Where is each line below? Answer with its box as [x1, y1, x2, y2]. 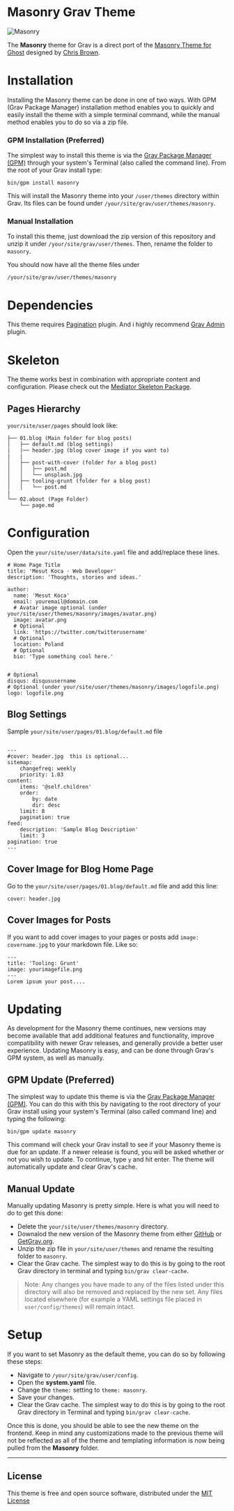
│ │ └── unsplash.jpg [7, 471, 82, 478]
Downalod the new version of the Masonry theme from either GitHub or [17, 1230, 222, 1238]
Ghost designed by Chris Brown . [7, 48, 100, 56]
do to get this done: [7, 1209, 63, 1217]
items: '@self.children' [19, 783, 92, 790]
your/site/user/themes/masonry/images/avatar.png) [7, 611, 157, 618]
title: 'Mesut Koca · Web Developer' [7, 568, 117, 575]
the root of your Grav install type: [7, 166, 102, 174]
